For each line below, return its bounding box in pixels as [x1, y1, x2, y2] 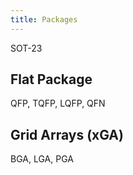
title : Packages [10, 14, 78, 25]
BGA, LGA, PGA [10, 153, 74, 165]
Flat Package [10, 71, 93, 88]
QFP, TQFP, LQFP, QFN [10, 97, 106, 110]
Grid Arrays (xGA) [10, 126, 124, 143]
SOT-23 [10, 42, 43, 54]
